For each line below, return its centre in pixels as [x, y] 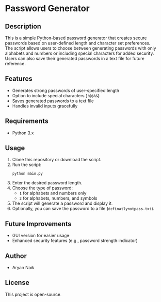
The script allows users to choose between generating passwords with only [80, 48]
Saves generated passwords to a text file [53, 101]
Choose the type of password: [42, 188]
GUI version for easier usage [40, 236]
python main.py [27, 174]
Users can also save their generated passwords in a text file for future [75, 58]
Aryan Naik [23, 267]
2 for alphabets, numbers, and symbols [58, 198]
